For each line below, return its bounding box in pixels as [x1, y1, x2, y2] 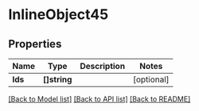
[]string [42, 74, 72, 85]
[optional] [132, 74, 170, 85]
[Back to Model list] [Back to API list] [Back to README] [8, 94, 191, 104]
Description [79, 61, 126, 71]
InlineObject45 [8, 6, 109, 24]
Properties [8, 37, 62, 51]
